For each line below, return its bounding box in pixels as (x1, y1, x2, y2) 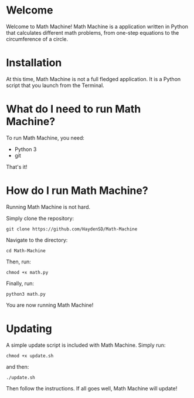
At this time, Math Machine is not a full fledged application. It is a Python (6, 75, 181, 82)
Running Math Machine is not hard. (6, 203, 91, 210)
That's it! (6, 163, 28, 170)
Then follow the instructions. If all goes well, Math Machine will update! (6, 384, 178, 392)
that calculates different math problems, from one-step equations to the (6, 29, 179, 36)
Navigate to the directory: (6, 236, 68, 243)
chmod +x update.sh (6, 353, 54, 359)
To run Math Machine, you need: (6, 134, 85, 141)
